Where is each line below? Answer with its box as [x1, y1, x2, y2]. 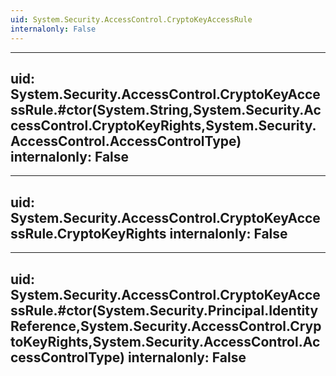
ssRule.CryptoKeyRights [10, 225, 167, 242]
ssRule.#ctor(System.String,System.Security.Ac [10, 101, 322, 118]
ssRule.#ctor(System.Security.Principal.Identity [10, 302, 319, 319]
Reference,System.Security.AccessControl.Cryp [10, 317, 322, 335]
